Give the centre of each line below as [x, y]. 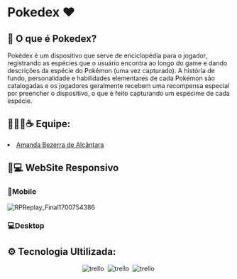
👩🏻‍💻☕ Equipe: [39, 124]
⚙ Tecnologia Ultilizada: [62, 252]
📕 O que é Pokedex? [52, 39]
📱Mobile [22, 192]
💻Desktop [26, 226]
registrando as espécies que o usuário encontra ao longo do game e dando [117, 63]
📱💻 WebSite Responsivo [63, 168]
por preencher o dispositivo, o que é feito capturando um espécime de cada [119, 93]
